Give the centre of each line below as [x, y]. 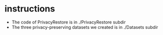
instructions [30, 9]
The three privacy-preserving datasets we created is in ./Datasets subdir [85, 27]
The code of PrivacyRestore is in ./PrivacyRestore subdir [69, 22]
